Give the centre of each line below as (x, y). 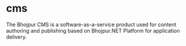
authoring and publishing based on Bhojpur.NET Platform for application (93, 30)
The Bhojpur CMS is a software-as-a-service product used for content (91, 24)
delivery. (17, 37)
